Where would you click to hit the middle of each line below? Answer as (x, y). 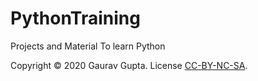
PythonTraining (75, 18)
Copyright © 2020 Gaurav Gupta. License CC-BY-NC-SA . (129, 65)
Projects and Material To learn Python (88, 46)
